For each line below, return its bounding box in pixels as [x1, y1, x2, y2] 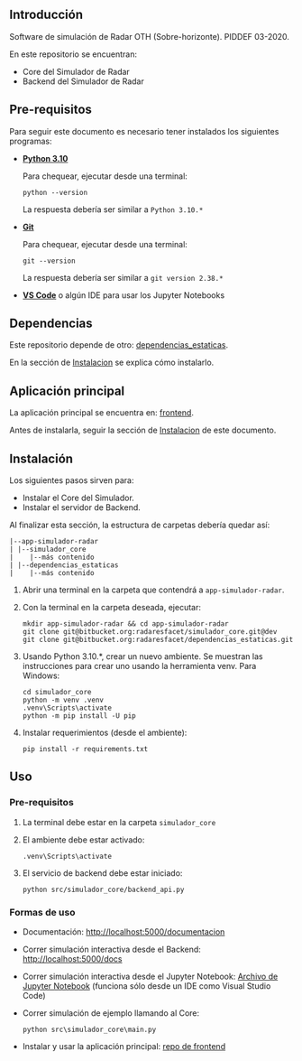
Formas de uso [9, 906, 76, 918]
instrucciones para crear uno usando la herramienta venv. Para [22, 661, 257, 672]
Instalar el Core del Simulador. [22, 492, 135, 504]
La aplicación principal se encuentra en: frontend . [9, 407, 194, 418]
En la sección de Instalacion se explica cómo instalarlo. [9, 357, 215, 368]
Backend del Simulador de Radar [22, 76, 144, 87]
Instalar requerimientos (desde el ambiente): [22, 727, 188, 739]
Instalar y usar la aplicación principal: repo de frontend [22, 1041, 226, 1052]
